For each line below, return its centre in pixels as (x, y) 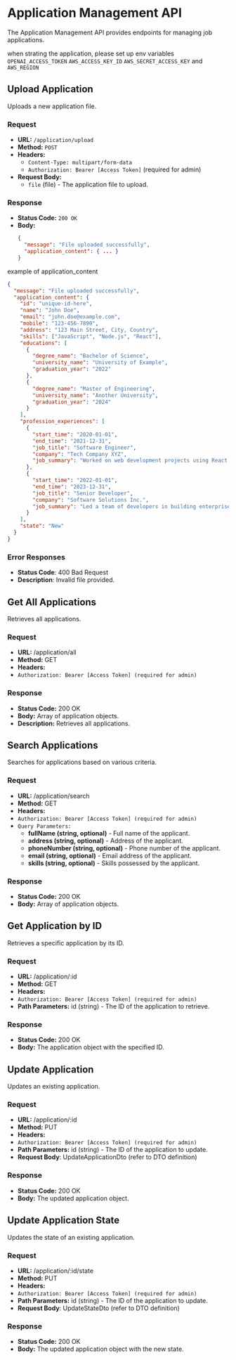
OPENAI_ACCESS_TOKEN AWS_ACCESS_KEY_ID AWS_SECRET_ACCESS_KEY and (105, 60)
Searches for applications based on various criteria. (82, 762)
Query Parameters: (44, 826)
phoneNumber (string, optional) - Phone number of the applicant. (124, 848)
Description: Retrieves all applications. (74, 723)
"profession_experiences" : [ (63, 422)
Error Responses (36, 557)
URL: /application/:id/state (55, 1271)
